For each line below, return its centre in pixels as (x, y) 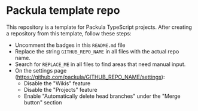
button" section (43, 102)
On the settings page (41, 70)
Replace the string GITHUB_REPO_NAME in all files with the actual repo (97, 51)
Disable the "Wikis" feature (57, 83)
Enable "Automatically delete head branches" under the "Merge (102, 96)
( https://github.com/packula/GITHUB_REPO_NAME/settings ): (90, 77)
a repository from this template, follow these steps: (69, 33)
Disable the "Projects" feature (60, 89)
